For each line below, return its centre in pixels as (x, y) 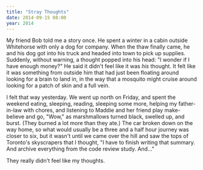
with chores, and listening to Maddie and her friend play (93, 110)
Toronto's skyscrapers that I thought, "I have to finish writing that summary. (101, 143)
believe (15, 117)
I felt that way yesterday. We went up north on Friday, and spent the (91, 97)
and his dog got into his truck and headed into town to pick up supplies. (96, 53)
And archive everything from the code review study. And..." (81, 149)
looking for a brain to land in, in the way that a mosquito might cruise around (102, 79)
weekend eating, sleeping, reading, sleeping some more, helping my (92, 104)
